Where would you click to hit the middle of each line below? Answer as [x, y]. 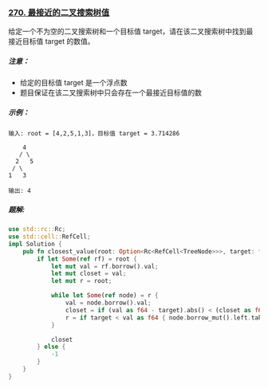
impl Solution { [35, 244]
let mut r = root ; [81, 281]
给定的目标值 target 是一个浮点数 [73, 83]
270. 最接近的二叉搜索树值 [59, 12]
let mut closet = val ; [89, 274]
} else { [51, 347]
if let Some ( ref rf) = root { [87, 259]
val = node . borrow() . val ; [108, 303]
